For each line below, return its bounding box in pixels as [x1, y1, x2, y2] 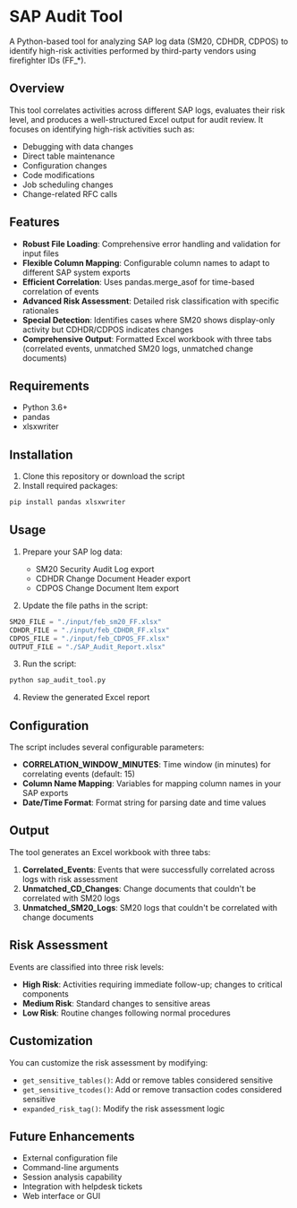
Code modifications [21, 169, 96, 180]
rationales [21, 304, 60, 315]
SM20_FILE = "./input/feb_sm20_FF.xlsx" [9, 617, 163, 626]
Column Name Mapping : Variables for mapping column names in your [21, 778, 282, 789]
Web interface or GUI [21, 1191, 101, 1202]
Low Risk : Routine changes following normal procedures [21, 1007, 231, 1018]
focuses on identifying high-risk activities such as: [9, 124, 195, 134]
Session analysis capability [21, 1171, 123, 1183]
